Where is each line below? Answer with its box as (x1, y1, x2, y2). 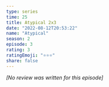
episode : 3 (6, 42, 33, 48)
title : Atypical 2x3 (6, 19, 57, 25)
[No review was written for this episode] (6, 74, 104, 81)
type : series (6, 8, 38, 15)
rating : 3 (6, 47, 31, 53)
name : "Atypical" (6, 31, 49, 36)
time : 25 (6, 14, 28, 20)
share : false (6, 58, 38, 63)
